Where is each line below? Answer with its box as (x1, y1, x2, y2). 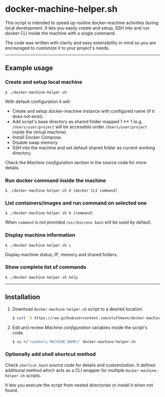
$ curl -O (12, 315, 33, 321)
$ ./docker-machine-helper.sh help (5, 275, 78, 280)
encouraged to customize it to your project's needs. (5, 45, 110, 51)
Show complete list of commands (5, 264, 87, 270)
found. (5, 387, 19, 393)
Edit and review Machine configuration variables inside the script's (12, 324, 148, 331)
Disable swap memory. (12, 139, 59, 145)
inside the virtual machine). (12, 129, 67, 135)
